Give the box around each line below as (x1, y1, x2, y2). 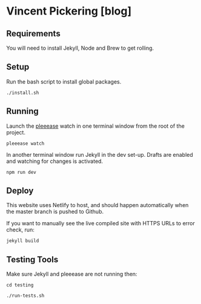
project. (6, 128, 26, 136)
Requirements (6, 28, 61, 39)
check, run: (6, 226, 35, 234)
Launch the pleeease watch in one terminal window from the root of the (6, 122, 185, 130)
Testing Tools (6, 254, 59, 265)
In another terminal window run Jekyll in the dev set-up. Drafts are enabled (6, 151, 194, 158)
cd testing (6, 282, 34, 288)
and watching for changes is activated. (6, 157, 104, 165)
